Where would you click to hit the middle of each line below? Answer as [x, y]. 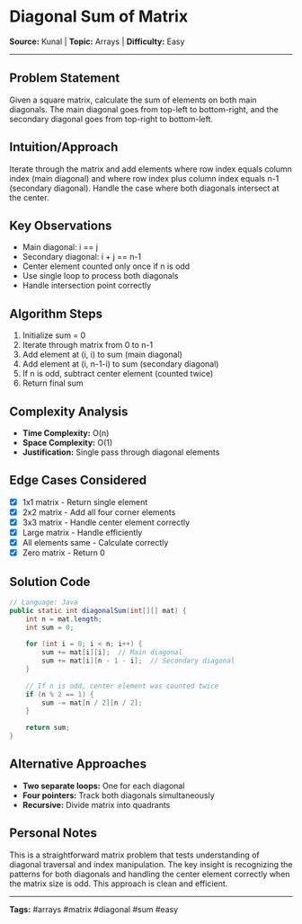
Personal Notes [53, 833]
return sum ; [48, 728]
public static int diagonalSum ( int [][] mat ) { [98, 610]
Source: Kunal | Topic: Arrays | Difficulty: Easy [97, 41]
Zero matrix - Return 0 [63, 553]
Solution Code [50, 582]
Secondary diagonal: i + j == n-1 [82, 257]
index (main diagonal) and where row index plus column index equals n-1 [144, 178]
